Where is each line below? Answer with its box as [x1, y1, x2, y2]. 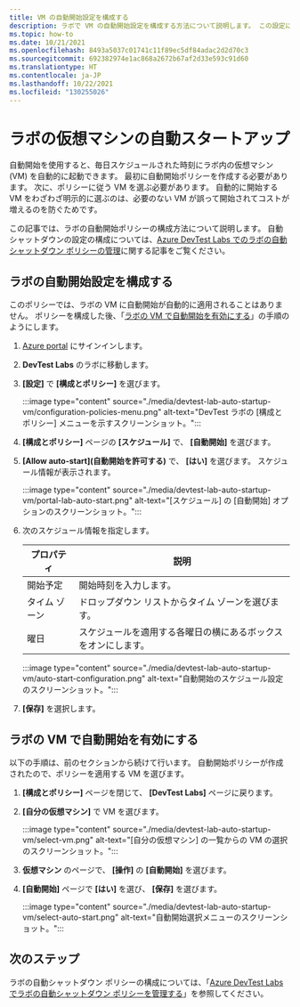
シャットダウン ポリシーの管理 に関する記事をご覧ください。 [9, 246, 230, 256]
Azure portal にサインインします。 [21, 340, 148, 352]
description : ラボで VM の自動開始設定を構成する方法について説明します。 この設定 [9, 21, 286, 30]
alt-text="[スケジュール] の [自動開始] [134, 495, 272, 506]
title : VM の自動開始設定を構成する [9, 12, 129, 22]
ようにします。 [9, 321, 64, 332]
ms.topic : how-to [9, 29, 74, 38]
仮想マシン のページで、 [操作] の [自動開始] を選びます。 [21, 865, 231, 875]
